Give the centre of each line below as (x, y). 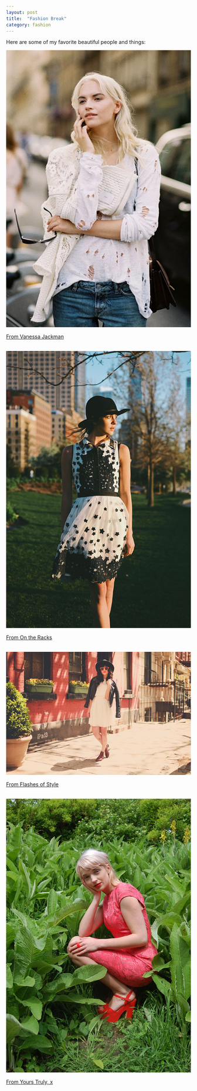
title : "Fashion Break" (36, 18)
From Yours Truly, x (30, 1082)
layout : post (22, 12)
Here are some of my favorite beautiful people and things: (76, 42)
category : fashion (28, 25)
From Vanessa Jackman (35, 337)
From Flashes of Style (33, 784)
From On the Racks (29, 637)
